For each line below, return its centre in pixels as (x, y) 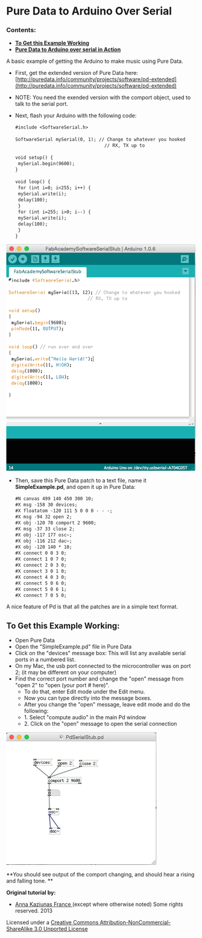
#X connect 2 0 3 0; (41, 565)
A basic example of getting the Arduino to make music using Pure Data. (95, 61)
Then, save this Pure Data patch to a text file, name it (80, 480)
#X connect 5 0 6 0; (41, 584)
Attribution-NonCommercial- (135, 922)
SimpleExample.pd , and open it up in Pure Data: (75, 487)
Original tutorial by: (31, 893)
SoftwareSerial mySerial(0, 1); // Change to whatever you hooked (100, 140)
